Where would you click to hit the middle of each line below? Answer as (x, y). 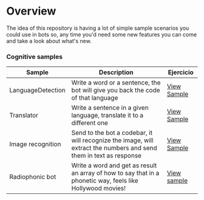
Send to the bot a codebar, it (112, 133)
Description (116, 72)
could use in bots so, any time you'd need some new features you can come (102, 34)
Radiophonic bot (33, 177)
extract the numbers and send (114, 148)
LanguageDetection (37, 91)
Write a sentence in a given (110, 108)
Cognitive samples (34, 57)
